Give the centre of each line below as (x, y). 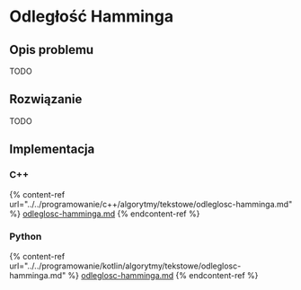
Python (26, 237)
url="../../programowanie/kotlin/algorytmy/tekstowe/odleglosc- (125, 266)
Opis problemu (52, 50)
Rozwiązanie (46, 99)
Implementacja (52, 149)
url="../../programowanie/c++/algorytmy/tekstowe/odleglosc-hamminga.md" (151, 204)
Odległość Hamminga (91, 17)
